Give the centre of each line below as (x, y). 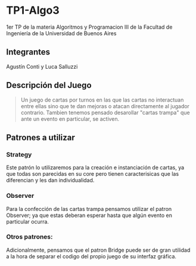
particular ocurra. (28, 221)
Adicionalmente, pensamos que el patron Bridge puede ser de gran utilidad (98, 250)
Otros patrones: (29, 237)
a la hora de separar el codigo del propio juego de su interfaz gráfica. (91, 256)
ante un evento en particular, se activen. (70, 119)
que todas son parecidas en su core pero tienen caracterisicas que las (93, 174)
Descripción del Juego (49, 85)
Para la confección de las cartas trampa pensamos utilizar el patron (89, 209)
